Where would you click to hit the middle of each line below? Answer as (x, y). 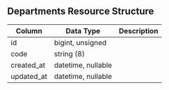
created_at (28, 65)
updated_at (29, 76)
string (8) (69, 53)
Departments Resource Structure (81, 11)
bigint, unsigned (80, 42)
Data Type (83, 30)
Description (138, 30)
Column (29, 30)
